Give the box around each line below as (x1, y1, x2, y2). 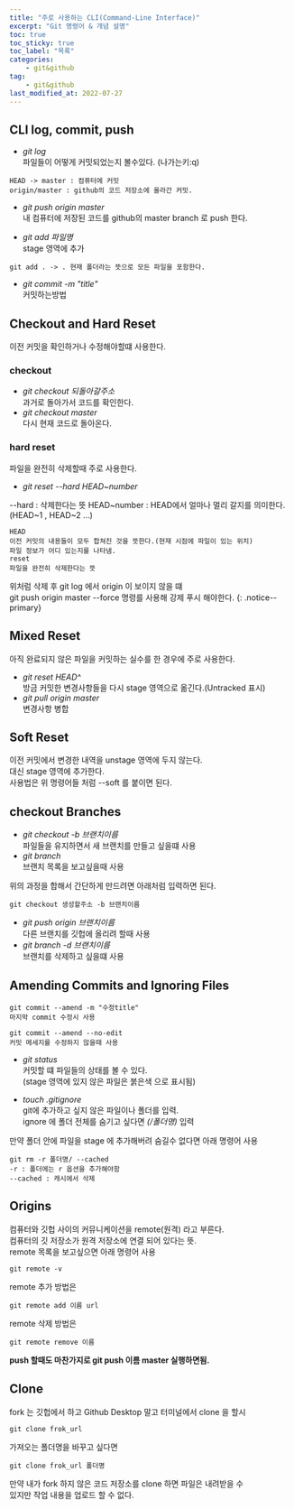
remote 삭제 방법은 (9, 1318, 77, 1328)
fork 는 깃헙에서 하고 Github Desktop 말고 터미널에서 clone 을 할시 (9, 1406, 246, 1417)
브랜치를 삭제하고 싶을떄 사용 (22, 951, 124, 962)
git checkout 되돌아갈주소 (22, 385, 115, 397)
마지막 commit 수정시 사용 (9, 1013, 96, 1022)
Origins (9, 1199, 52, 1214)
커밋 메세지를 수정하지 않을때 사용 (9, 1038, 119, 1047)
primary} (9, 602, 42, 613)
